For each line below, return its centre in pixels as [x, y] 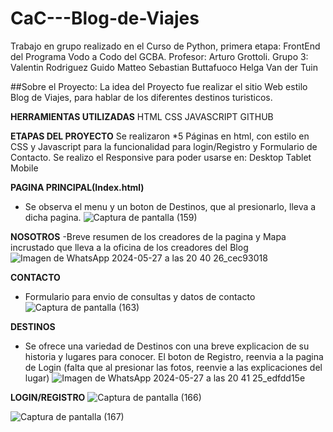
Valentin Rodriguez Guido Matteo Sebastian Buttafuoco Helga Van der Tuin [164, 67]
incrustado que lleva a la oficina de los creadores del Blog [129, 247]
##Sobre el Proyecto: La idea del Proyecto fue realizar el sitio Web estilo [159, 86]
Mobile [24, 168]
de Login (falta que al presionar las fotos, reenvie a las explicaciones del [173, 367]
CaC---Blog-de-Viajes [105, 18]
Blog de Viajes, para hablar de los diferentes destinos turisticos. [141, 97]
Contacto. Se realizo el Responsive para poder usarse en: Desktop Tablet [161, 157]
